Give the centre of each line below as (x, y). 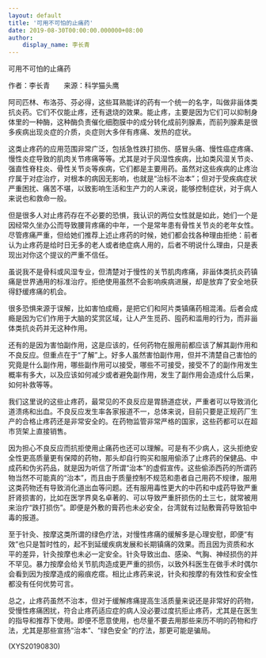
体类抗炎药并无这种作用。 (50, 328)
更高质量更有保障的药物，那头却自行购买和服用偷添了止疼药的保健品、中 (140, 458)
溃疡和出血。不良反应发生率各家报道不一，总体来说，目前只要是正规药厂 (133, 411)
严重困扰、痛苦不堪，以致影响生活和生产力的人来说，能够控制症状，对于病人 (133, 189)
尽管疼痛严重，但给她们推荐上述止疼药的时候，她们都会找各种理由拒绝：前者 (133, 235)
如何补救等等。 (32, 384)
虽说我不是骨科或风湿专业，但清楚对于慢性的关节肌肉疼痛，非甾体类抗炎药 (129, 272)
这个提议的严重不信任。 (74, 255)
